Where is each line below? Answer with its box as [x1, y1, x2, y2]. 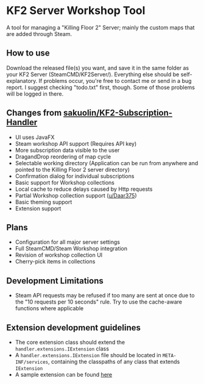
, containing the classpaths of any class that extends [47, 358, 180, 365]
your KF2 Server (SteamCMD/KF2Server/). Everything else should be [6, 71, 180, 78]
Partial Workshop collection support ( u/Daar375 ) [15, 191, 137, 199]
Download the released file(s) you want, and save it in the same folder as [6, 64, 189, 71]
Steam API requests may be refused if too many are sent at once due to [15, 292, 195, 299]
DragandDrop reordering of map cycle [15, 153, 111, 160]
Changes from [6, 108, 62, 118]
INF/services [15, 359, 49, 365]
